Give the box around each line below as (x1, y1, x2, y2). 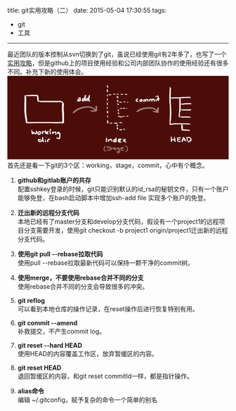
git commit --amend (17, 318, 78, 327)
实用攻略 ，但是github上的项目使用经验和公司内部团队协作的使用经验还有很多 (7, 59, 229, 67)
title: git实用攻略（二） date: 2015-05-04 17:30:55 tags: (7, 6, 167, 14)
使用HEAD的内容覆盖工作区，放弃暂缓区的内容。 (17, 349, 158, 358)
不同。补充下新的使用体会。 (7, 67, 88, 76)
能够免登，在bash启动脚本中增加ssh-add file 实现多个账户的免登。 (17, 193, 210, 202)
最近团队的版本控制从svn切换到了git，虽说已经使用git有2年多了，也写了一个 (7, 50, 227, 58)
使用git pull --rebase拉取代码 (17, 249, 103, 258)
